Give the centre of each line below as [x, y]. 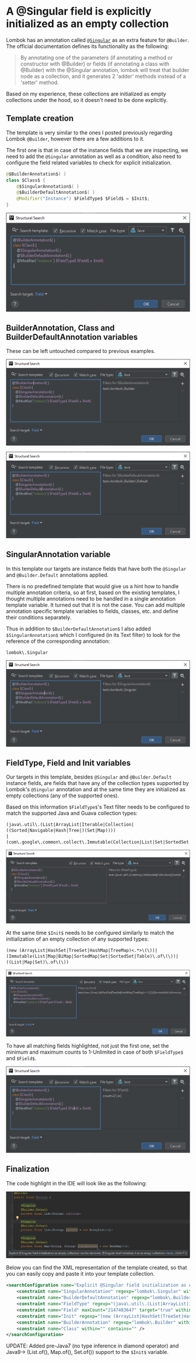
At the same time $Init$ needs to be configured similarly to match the [90, 933]
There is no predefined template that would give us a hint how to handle [92, 586]
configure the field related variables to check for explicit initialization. [89, 162]
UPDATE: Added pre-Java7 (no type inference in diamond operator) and [92, 1346]
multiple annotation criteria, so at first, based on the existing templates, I [93, 592]
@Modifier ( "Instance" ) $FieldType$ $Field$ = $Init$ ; [83, 199]
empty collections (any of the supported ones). [63, 796]
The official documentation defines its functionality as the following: [87, 46]
